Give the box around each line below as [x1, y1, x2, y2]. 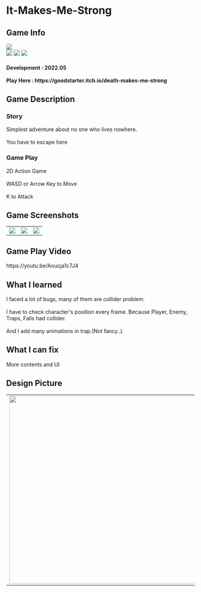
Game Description [6, 94, 75, 104]
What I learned [6, 279, 62, 290]
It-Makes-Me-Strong [6, 4, 112, 17]
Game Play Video [6, 246, 72, 256]
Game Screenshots [6, 210, 79, 220]
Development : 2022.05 [6, 64, 67, 71]
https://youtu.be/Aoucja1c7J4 [6, 262, 79, 269]
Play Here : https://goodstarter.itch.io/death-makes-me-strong [6, 76, 167, 84]
